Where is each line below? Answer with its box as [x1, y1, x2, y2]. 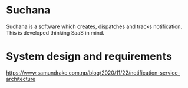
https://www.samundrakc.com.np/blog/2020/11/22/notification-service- [6, 69, 181, 76]
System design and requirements [6, 50, 172, 63]
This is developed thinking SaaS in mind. [6, 29, 105, 36]
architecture [6, 75, 36, 82]
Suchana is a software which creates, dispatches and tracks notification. [6, 23, 183, 30]
